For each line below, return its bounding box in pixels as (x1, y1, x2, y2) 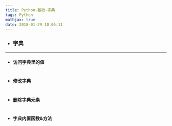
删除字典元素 (12, 96, 40, 103)
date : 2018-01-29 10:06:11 (5, 22, 63, 27)
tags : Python (5, 12, 33, 17)
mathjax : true (5, 17, 36, 22)
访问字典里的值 (12, 59, 45, 65)
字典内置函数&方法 (12, 115, 52, 121)
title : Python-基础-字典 (5, 7, 55, 13)
